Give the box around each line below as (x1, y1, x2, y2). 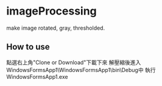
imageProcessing (6, 4, 97, 18)
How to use (6, 42, 50, 52)
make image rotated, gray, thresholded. (6, 24, 105, 31)
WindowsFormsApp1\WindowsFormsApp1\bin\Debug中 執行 (6, 66, 157, 73)
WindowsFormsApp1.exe (6, 73, 68, 80)
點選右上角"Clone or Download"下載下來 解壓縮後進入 (6, 59, 141, 66)
